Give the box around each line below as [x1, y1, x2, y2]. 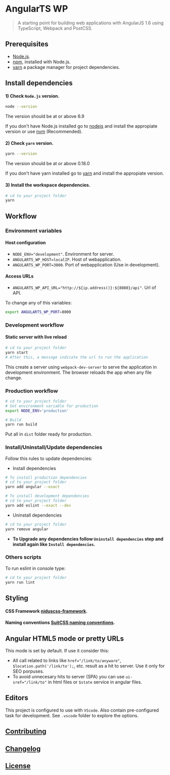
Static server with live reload [5, 334, 67, 340]
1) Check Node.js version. [5, 93, 60, 99]
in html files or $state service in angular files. [48, 679, 143, 685]
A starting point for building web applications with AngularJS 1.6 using [17, 20, 164, 26]
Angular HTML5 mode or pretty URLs [5, 634, 124, 643]
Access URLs [5, 273, 34, 279]
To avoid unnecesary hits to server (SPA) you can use [12, 674, 125, 679]
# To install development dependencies [5, 493, 90, 499]
